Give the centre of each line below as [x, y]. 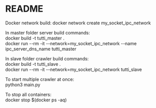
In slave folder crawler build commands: [47, 58]
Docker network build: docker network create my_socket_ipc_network [78, 23]
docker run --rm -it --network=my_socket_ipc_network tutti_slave [74, 69]
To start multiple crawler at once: [40, 79]
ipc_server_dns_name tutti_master [41, 49]
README [24, 9]
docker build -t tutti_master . [35, 38]
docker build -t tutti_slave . [33, 64]
